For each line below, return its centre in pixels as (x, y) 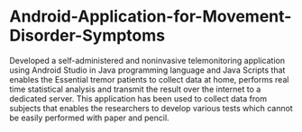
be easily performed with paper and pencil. (89, 118)
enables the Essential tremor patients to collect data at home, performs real (149, 79)
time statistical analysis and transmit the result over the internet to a (135, 89)
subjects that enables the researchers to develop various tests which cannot (151, 108)
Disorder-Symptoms (87, 35)
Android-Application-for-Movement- (151, 17)
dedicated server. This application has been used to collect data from (138, 98)
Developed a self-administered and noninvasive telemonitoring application (147, 60)
